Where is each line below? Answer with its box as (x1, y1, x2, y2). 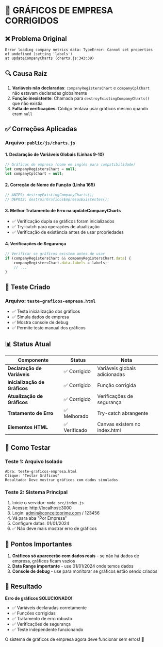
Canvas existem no (97, 421, 141, 427)
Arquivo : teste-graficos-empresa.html (5, 298, 96, 304)
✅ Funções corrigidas (12, 610, 56, 616)
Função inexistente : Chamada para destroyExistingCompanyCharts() (12, 95, 150, 101)
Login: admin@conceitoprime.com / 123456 (12, 510, 100, 516)
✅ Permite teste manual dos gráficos (12, 325, 86, 331)
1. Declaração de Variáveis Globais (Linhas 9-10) (5, 151, 104, 157)
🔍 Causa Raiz (5, 69, 48, 78)
